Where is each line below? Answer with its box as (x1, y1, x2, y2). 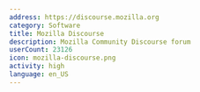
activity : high (9, 62, 65, 71)
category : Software (9, 21, 81, 30)
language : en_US (9, 70, 69, 79)
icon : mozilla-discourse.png (9, 53, 116, 62)
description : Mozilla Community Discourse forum (9, 37, 191, 46)
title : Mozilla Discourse (9, 29, 104, 38)
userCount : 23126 (9, 46, 73, 54)
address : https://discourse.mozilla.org (9, 12, 160, 22)
